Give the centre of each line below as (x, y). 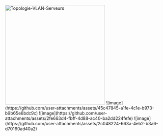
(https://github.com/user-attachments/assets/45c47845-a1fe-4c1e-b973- (80, 108)
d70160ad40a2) (21, 129)
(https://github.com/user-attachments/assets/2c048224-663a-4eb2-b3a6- (82, 124)
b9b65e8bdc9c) (22, 113)
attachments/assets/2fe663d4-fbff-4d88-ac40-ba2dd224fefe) (69, 118)
